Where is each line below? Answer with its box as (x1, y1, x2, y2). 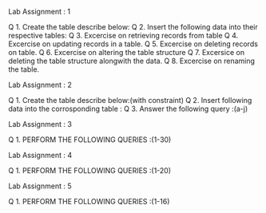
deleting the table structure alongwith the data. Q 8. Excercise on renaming (8, 56, 256, 65)
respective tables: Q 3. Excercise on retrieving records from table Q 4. (8, 31, 239, 40)
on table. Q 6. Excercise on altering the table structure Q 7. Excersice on (8, 48, 245, 57)
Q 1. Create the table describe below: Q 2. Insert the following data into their (8, 22, 258, 31)
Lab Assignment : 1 (8, 7, 70, 16)
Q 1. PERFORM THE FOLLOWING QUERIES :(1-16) (8, 197, 170, 206)
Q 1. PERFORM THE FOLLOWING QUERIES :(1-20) (8, 166, 172, 175)
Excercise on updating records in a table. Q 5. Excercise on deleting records (8, 39, 258, 49)
